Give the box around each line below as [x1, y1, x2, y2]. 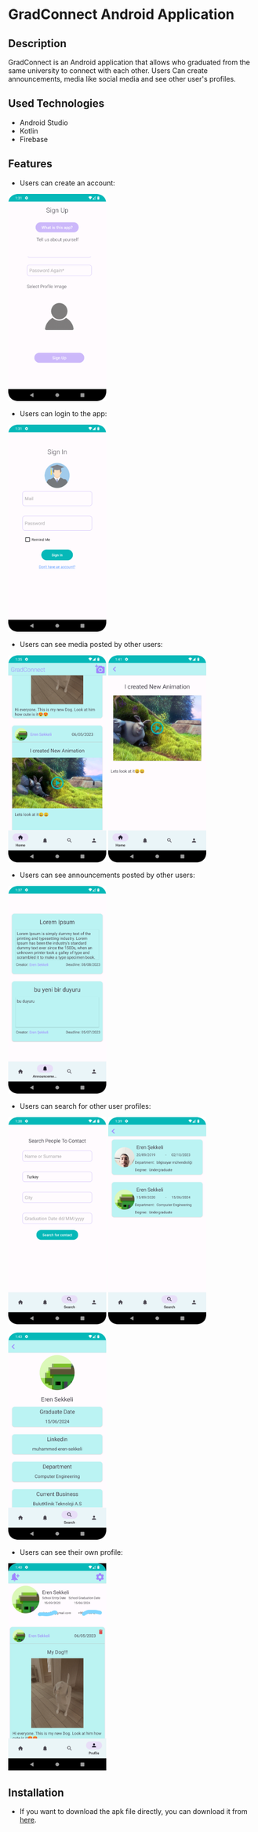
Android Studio [19, 118, 68, 127]
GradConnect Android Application [8, 5, 235, 24]
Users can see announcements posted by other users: [19, 870, 195, 880]
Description [8, 37, 67, 50]
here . [19, 1816, 37, 1825]
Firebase [19, 134, 49, 144]
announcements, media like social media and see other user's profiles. [8, 75, 237, 83]
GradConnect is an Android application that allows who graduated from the [8, 57, 251, 67]
